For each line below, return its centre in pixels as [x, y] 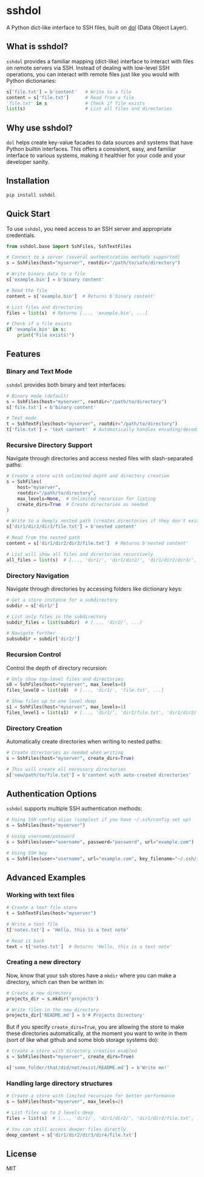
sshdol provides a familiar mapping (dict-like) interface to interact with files [100, 61]
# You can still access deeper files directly [66, 1129]
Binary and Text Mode [39, 371]
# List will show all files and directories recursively [80, 554]
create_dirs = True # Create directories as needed [83, 504]
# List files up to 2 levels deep [50, 1113]
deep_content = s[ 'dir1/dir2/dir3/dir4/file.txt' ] [72, 1135]
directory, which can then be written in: [55, 982]
